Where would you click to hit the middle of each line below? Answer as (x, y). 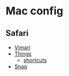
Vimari (22, 47)
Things (23, 54)
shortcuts (35, 60)
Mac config (34, 11)
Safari (17, 33)
